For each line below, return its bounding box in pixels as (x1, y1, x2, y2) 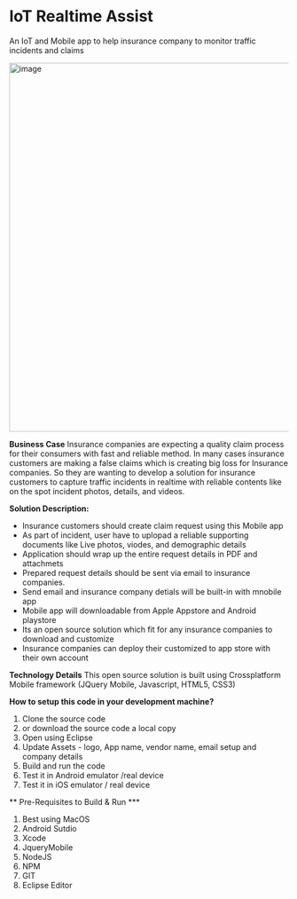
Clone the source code (21, 713, 106, 724)
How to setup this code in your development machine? (9, 696, 215, 706)
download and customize (21, 633, 115, 644)
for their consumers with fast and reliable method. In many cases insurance (9, 448, 285, 459)
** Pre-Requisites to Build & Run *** (9, 796, 140, 807)
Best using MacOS (21, 814, 90, 824)
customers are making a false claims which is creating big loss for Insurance (9, 457, 288, 468)
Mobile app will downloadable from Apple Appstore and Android (21, 605, 257, 616)
